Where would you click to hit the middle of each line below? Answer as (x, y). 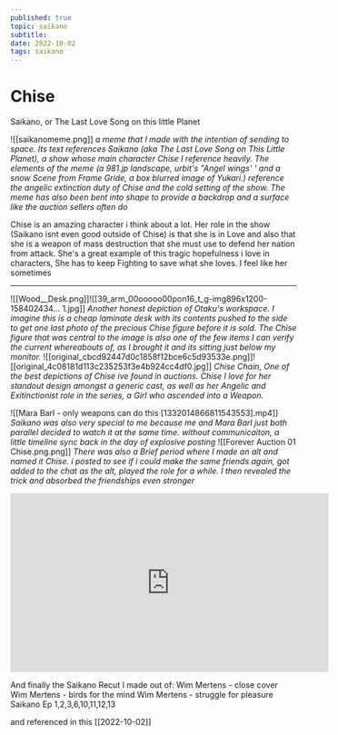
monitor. (26, 357)
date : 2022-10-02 (43, 43)
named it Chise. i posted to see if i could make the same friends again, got (150, 462)
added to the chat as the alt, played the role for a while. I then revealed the (151, 471)
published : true (41, 18)
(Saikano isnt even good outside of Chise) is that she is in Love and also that (153, 234)
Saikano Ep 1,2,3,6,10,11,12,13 (63, 704)
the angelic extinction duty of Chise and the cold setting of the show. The (148, 188)
